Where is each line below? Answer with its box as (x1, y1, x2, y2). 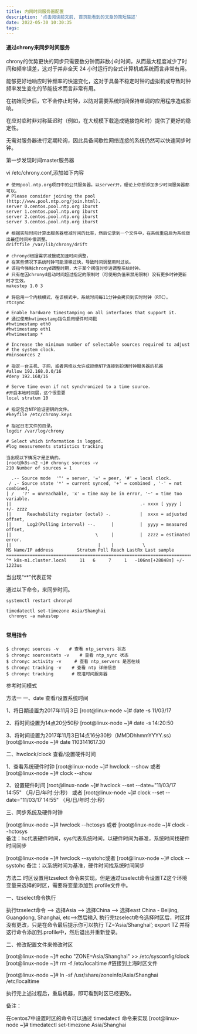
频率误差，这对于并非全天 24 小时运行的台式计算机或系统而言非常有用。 (16, 65, 191, 72)
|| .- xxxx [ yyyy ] (6, 501, 182, 507)
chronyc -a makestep (8, 613, 59, 619)
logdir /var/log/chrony (6, 428, 64, 434)
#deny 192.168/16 (6, 373, 49, 380)
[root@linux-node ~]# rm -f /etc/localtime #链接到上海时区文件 (6, 960, 158, 967)
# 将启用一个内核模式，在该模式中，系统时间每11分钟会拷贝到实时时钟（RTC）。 (6, 294, 171, 301)
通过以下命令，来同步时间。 (6, 586, 73, 593)
